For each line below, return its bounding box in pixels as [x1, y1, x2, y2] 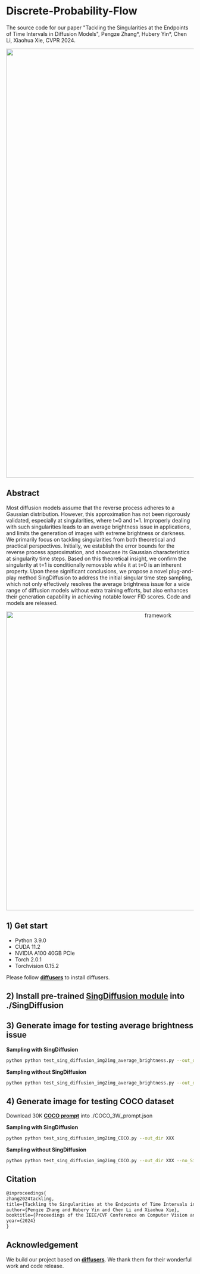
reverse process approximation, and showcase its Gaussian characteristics [6, 548, 190, 555]
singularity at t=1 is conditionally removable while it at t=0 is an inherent [6, 561, 182, 569]
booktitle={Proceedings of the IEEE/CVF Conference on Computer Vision [6, 1212, 187, 1218]
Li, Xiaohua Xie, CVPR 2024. [6, 36, 76, 44]
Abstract [6, 488, 40, 499]
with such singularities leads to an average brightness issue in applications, [6, 523, 192, 530]
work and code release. [6, 1262, 64, 1269]
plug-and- [168, 567, 194, 575]
